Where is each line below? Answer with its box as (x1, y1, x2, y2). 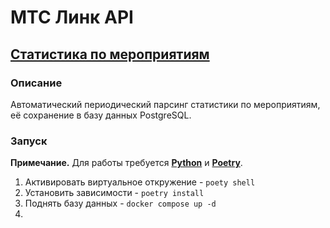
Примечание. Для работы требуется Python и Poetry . (10, 157, 243, 169)
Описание (10, 76, 63, 90)
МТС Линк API (10, 6, 134, 29)
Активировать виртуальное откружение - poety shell (24, 176, 256, 188)
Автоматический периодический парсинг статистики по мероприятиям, (10, 98, 321, 110)
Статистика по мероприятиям (10, 46, 210, 63)
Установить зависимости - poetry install (24, 187, 205, 199)
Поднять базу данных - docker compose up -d (24, 197, 217, 210)
